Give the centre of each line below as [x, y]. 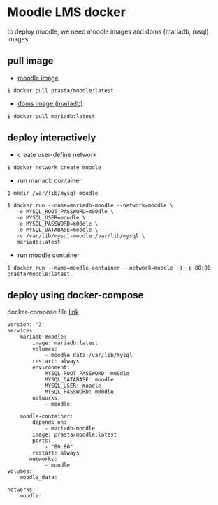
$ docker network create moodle [54, 167]
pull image [30, 61]
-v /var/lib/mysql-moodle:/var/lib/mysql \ [81, 236]
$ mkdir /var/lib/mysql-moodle [53, 193]
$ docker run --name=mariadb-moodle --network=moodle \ [90, 205]
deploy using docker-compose [75, 295]
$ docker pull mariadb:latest [51, 116]
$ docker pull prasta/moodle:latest [60, 90]
